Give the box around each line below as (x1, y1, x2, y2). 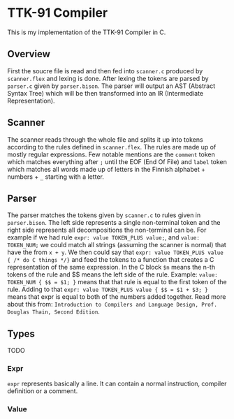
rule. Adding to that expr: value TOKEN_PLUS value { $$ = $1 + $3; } (7, 285, 208, 294)
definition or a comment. (7, 387, 78, 395)
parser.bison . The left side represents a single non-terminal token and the (7, 219, 221, 227)
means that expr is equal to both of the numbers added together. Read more (7, 293, 226, 301)
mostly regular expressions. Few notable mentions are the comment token (7, 150, 215, 159)
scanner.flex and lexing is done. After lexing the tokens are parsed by (7, 74, 209, 82)
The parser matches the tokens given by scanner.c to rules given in (7, 211, 201, 219)
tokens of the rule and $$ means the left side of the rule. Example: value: (7, 270, 219, 279)
